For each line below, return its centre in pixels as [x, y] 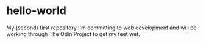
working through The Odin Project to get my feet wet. [73, 34]
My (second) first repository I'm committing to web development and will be [101, 28]
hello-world [37, 11]
